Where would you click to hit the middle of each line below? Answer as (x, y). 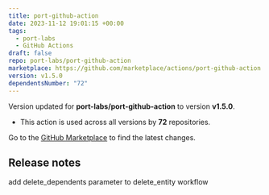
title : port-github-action (54, 16)
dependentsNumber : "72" (48, 83)
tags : (17, 31)
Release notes (45, 162)
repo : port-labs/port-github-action (70, 61)
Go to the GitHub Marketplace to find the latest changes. (102, 137)
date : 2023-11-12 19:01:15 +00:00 (66, 23)
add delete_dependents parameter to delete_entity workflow (108, 182)
